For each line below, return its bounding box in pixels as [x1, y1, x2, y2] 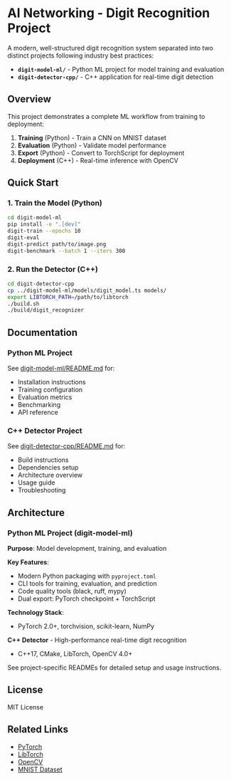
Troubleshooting [17, 486, 66, 495]
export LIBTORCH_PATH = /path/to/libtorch [7, 293, 129, 300]
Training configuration [17, 386, 83, 394]
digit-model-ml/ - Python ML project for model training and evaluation [17, 65, 225, 73]
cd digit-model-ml [7, 214, 62, 221]
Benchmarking [17, 401, 61, 409]
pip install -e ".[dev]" [7, 221, 81, 228]
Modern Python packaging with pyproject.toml [17, 571, 156, 581]
